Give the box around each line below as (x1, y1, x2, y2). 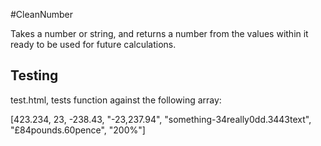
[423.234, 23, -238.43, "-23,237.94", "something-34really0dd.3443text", (10, 113, 312, 125)
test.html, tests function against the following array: (10, 94, 222, 106)
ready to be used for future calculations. (10, 39, 177, 50)
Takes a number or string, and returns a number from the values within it (10, 28, 309, 39)
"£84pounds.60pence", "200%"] (10, 124, 146, 136)
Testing (10, 67, 59, 84)
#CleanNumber (10, 9, 74, 20)
